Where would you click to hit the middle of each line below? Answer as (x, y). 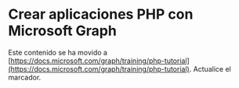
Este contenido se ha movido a (58, 52)
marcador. (25, 77)
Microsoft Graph (63, 31)
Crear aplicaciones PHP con (101, 14)
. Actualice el (210, 69)
